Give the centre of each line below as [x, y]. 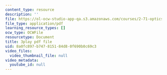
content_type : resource [30, 10]
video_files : [19, 51]
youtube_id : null [28, 65]
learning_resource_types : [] [35, 28]
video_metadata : [22, 60]
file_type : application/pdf [34, 23]
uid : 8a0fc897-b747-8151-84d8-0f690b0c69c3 [51, 46]
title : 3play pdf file [29, 42]
